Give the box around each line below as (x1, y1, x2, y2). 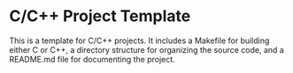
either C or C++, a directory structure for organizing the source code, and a (9, 44, 285, 55)
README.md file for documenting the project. (9, 54, 175, 64)
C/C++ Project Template (9, 6, 191, 26)
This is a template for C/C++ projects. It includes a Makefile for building (9, 35, 270, 46)
